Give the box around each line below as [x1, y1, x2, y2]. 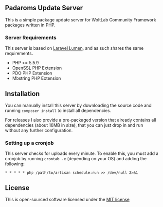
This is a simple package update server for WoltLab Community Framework [5, 17, 157, 22]
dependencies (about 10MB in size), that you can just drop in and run [5, 122, 144, 128]
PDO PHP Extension [12, 70, 53, 76]
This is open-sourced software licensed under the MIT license [5, 197, 130, 203]
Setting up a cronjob [5, 139, 54, 146]
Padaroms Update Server [5, 4, 83, 12]
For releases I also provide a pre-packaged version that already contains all [5, 117, 157, 123]
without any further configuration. [5, 127, 73, 133]
